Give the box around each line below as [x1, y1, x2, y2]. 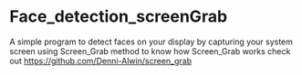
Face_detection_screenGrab [9, 6, 228, 27]
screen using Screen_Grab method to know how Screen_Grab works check [9, 45, 291, 56]
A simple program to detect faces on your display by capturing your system [9, 36, 294, 47]
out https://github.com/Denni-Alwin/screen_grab [9, 55, 193, 66]
